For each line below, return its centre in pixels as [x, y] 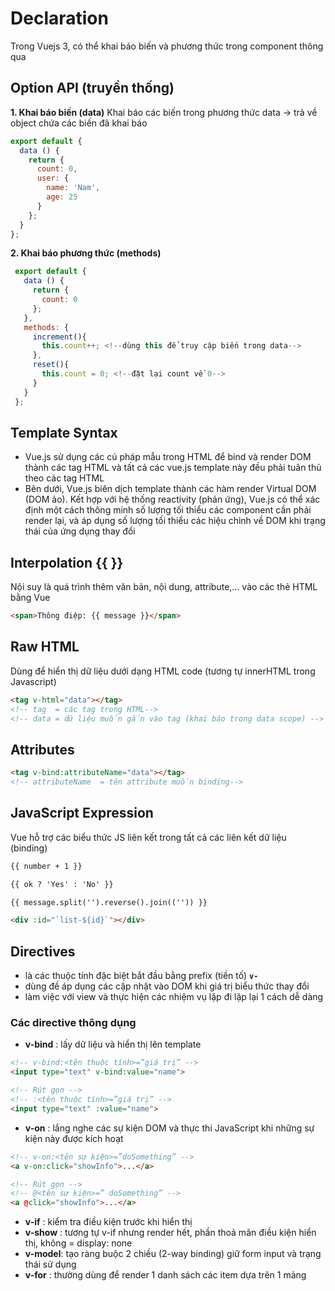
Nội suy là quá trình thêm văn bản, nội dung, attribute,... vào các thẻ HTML [164, 587]
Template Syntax [64, 432]
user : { [53, 178]
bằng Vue [30, 598]
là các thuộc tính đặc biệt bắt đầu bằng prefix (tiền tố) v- [141, 976]
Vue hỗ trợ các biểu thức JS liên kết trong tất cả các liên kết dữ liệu [148, 837]
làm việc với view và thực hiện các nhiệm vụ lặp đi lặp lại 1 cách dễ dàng [174, 997]
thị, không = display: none [78, 1243]
